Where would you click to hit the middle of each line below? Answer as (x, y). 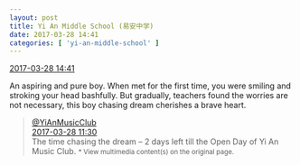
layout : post (34, 18)
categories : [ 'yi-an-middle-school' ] (84, 43)
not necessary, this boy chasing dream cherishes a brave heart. (128, 105)
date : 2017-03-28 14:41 (54, 34)
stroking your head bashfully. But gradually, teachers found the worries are (149, 96)
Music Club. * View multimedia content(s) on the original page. (133, 151)
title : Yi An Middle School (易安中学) (82, 26)
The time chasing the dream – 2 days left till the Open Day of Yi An (155, 142)
